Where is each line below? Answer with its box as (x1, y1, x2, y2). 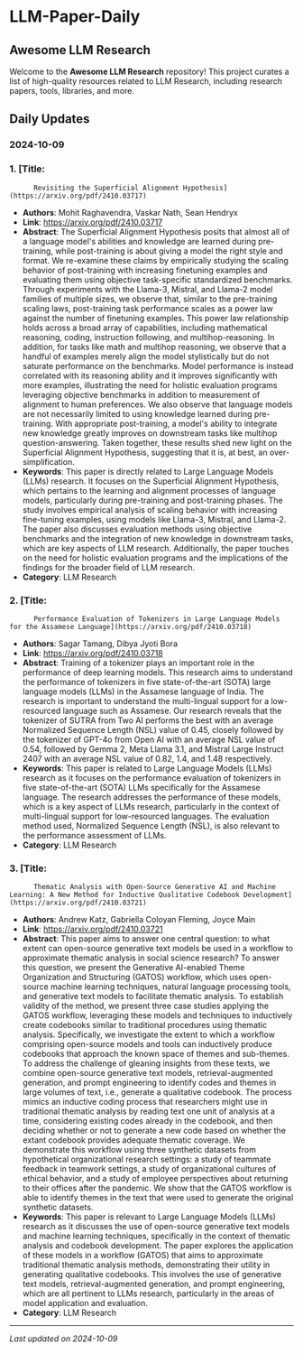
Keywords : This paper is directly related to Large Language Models (22, 466, 274, 477)
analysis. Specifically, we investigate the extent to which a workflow (22, 1029, 275, 1040)
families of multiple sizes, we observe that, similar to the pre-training (22, 293, 278, 304)
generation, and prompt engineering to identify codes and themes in (22, 1077, 277, 1089)
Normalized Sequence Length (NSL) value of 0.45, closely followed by (22, 724, 284, 735)
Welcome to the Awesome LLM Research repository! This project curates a (9, 66, 290, 77)
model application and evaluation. (22, 1298, 149, 1309)
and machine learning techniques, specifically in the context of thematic (22, 1230, 291, 1242)
